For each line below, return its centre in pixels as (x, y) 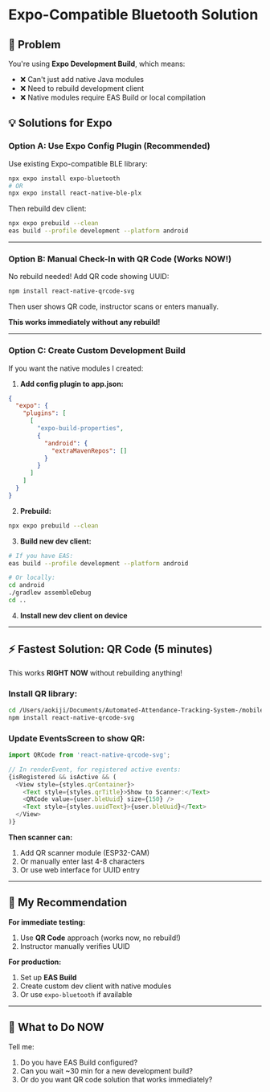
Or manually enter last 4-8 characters (82, 861)
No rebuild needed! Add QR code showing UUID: (89, 277)
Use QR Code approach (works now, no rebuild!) (100, 938)
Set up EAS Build (48, 977)
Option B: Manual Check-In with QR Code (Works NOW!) (120, 259)
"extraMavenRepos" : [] (89, 451)
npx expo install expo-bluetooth (64, 179)
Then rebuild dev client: (47, 209)
